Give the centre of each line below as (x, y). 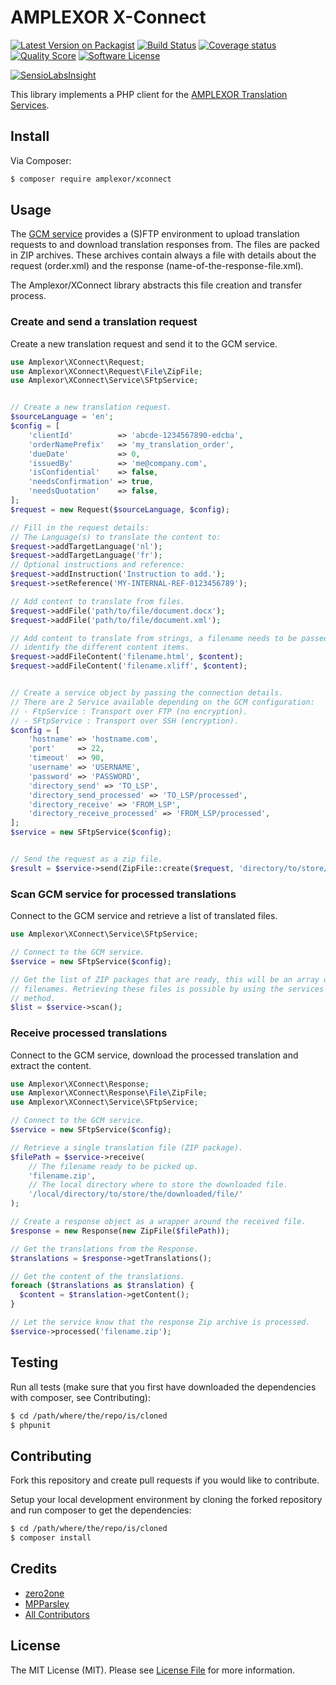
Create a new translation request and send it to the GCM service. (144, 343)
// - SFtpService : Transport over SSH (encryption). (125, 721)
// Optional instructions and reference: (98, 565)
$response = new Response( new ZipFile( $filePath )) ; (120, 1231)
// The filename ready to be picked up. (113, 1166)
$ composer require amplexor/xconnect (91, 179)
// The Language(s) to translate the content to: (116, 537)
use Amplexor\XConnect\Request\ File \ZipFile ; (106, 371)
